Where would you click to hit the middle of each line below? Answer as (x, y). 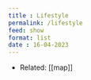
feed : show (26, 30)
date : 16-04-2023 (38, 45)
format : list (30, 38)
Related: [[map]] (46, 67)
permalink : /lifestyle (45, 23)
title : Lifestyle (38, 15)
